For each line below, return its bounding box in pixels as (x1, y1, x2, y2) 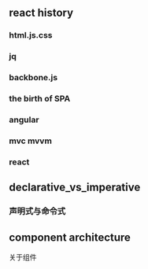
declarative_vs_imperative (9, 181, 141, 194)
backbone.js (9, 72, 58, 83)
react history (9, 6, 74, 20)
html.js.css (9, 30, 54, 41)
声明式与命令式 (9, 206, 66, 217)
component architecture (9, 230, 131, 244)
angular (9, 114, 39, 125)
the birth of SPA (9, 94, 71, 105)
